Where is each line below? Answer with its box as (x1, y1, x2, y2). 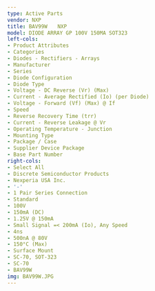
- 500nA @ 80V (7, 234, 48, 241)
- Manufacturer (7, 61, 51, 68)
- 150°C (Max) (7, 241, 48, 248)
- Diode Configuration (7, 74, 72, 81)
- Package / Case (7, 139, 57, 145)
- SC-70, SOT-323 (7, 254, 57, 261)
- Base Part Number (7, 151, 63, 159)
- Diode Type (7, 81, 45, 88)
